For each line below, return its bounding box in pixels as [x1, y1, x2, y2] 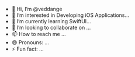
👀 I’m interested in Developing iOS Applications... [11, 12, 130, 19]
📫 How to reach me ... [11, 31, 66, 37]
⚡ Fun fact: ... [11, 45, 44, 52]
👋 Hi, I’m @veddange [11, 6, 63, 12]
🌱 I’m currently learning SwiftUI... [11, 18, 92, 24]
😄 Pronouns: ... [11, 39, 50, 46]
